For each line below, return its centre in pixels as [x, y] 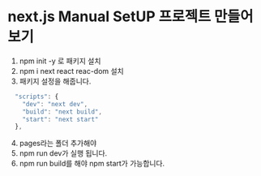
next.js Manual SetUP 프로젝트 [109, 17]
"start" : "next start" [60, 119]
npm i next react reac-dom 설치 [72, 71]
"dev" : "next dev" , [55, 104]
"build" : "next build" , [62, 112]
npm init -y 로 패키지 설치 [60, 61]
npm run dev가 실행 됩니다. [63, 153]
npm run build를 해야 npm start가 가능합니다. [92, 164]
